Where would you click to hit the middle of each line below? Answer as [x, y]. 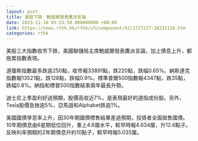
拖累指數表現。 [24, 58]
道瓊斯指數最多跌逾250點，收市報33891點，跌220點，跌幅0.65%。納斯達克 [98, 70]
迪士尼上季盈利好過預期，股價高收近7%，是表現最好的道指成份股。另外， [95, 98]
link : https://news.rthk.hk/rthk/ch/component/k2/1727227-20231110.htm [96, 28]
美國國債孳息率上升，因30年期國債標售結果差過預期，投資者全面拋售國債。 [97, 117]
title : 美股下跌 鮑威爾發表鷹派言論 [46, 17]
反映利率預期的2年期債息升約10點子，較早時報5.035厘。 [74, 132]
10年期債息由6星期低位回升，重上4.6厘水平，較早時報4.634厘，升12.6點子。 [99, 125]
